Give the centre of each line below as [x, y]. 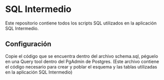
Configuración [28, 44]
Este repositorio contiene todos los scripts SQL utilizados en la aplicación [81, 23]
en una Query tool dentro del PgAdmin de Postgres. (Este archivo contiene [82, 61]
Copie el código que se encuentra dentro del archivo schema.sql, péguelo [82, 56]
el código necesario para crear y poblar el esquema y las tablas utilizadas [81, 66]
